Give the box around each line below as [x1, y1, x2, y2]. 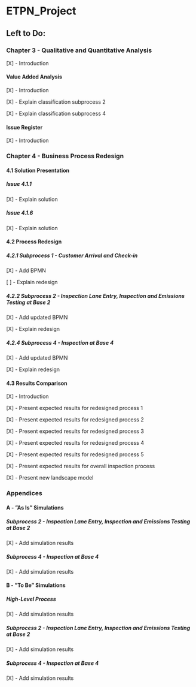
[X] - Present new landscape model [6, 474, 94, 481]
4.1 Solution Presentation [6, 167, 70, 174]
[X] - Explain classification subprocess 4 [6, 110, 106, 117]
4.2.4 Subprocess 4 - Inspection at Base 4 [6, 339, 114, 346]
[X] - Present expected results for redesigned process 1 [6, 405, 143, 412]
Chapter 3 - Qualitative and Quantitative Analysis [6, 46, 152, 55]
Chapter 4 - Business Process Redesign [6, 152, 124, 160]
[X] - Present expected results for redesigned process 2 [6, 416, 145, 423]
